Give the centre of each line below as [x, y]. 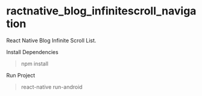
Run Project [21, 75]
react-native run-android [52, 87]
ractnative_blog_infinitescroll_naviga [101, 11]
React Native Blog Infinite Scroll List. [51, 40]
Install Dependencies [32, 52]
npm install [35, 64]
